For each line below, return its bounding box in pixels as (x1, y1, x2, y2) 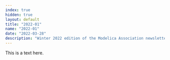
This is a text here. (5, 49, 44, 56)
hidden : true (5, 12, 33, 17)
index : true (5, 7, 30, 13)
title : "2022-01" (5, 21, 42, 27)
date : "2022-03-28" (5, 31, 47, 36)
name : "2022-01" (5, 26, 39, 32)
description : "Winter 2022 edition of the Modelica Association (5, 36, 144, 41)
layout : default (5, 17, 39, 22)
